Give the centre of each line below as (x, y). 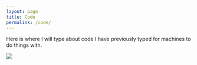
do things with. (24, 45)
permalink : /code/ (29, 22)
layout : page (22, 11)
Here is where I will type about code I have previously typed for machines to (98, 39)
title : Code (21, 17)
